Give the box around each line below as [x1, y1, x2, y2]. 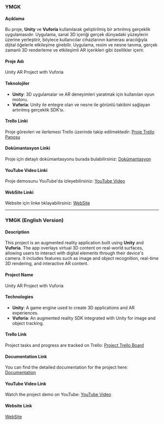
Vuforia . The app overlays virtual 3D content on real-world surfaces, [5, 245, 143, 251]
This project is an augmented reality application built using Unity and [5, 240, 144, 246]
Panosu [5, 134, 20, 140]
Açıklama [5, 16, 25, 21]
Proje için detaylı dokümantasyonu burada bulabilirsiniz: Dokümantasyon [5, 156, 151, 162]
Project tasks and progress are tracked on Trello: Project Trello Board [5, 342, 144, 348]
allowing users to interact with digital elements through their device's [5, 250, 144, 256]
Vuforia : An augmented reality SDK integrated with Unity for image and [12, 315, 156, 321]
